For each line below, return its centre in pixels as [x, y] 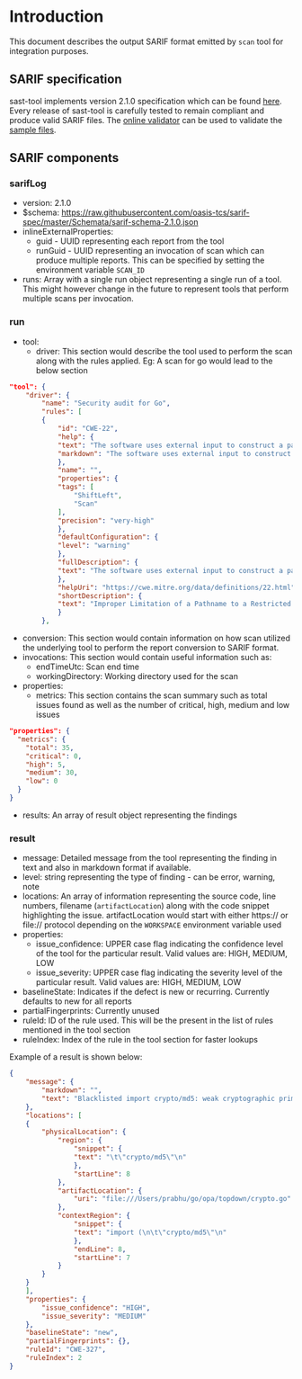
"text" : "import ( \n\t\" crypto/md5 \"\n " [150, 1232]
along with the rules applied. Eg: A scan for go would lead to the [154, 361]
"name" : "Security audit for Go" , [106, 403]
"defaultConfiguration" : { [108, 537]
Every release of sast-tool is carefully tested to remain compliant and [137, 111]
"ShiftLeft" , [98, 496]
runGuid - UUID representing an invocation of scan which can [150, 251]
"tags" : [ [75, 488]
